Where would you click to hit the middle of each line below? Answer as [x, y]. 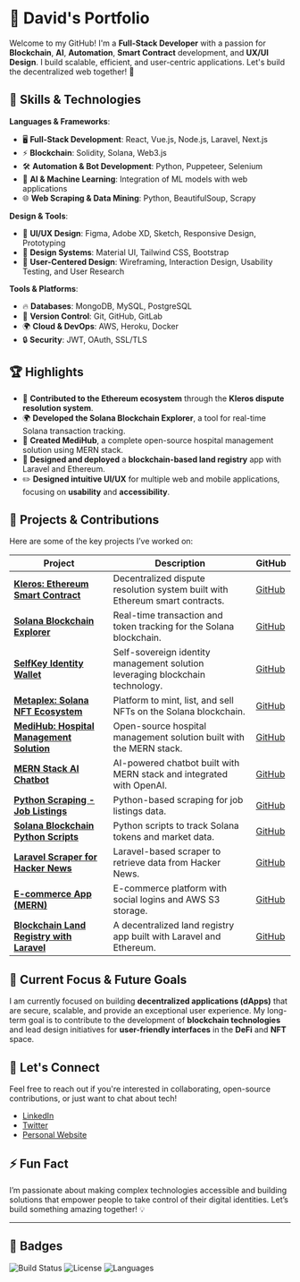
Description [180, 563]
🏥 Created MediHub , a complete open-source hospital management [148, 440]
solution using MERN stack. [72, 449]
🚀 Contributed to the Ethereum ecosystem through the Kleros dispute [153, 398]
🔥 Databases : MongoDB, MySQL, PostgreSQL [107, 306]
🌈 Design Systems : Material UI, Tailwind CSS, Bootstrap [125, 252]
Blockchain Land [50, 926]
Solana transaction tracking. [74, 431]
